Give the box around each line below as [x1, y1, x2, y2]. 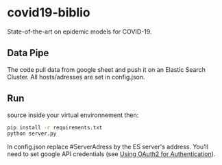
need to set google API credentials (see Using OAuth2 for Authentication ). [7, 150, 216, 158]
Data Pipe [7, 47, 49, 59]
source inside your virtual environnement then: [7, 111, 139, 119]
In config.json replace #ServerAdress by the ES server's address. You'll [7, 142, 209, 151]
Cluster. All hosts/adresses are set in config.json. [7, 73, 145, 81]
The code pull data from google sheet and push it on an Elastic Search [7, 65, 206, 73]
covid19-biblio [7, 5, 90, 21]
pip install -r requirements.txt [7, 124, 103, 131]
